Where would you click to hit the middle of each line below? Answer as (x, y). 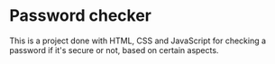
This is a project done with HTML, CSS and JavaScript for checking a (138, 41)
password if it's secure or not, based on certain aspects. (114, 50)
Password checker (80, 16)
